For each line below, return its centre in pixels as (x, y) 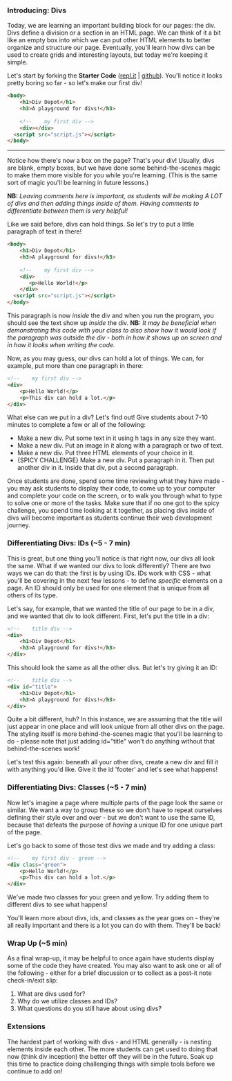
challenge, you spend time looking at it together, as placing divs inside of (111, 511)
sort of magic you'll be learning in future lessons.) (78, 183)
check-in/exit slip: (32, 981)
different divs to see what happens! (58, 905)
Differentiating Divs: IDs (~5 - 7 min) (69, 543)
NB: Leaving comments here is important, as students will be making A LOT (115, 196)
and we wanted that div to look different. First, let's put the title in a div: (108, 616)
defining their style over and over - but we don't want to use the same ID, (111, 817)
